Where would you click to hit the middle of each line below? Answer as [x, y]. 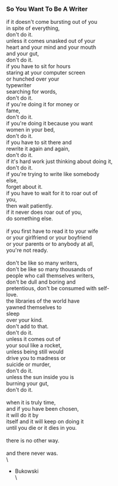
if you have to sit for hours [38, 66]
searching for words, [32, 92]
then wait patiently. [29, 206]
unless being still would [35, 352]
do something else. [30, 219]
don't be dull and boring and [41, 282]
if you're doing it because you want [50, 124]
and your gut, [23, 54]
